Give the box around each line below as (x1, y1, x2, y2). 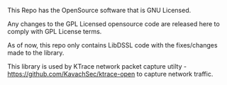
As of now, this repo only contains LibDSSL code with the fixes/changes (7, 41, 218, 49)
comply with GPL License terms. (7, 28, 102, 35)
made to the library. (7, 49, 65, 57)
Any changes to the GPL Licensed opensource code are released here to (7, 20, 220, 28)
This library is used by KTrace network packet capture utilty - (7, 62, 187, 70)
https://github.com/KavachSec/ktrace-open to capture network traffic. (7, 70, 214, 78)
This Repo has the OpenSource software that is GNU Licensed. (7, 6, 192, 14)
